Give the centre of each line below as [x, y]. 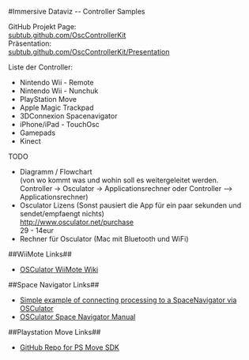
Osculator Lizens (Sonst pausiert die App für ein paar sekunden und [130, 205]
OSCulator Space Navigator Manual [77, 317]
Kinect [30, 141]
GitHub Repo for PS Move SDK [70, 347]
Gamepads [38, 133]
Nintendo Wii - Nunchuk [59, 91]
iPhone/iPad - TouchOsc [60, 124]
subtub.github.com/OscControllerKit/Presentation [89, 52]
